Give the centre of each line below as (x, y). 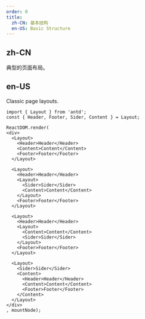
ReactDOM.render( (28, 128)
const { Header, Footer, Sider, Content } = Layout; (73, 117)
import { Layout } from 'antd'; (46, 112)
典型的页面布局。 (27, 68)
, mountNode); (24, 310)
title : (14, 17)
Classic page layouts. (33, 101)
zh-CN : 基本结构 (30, 23)
